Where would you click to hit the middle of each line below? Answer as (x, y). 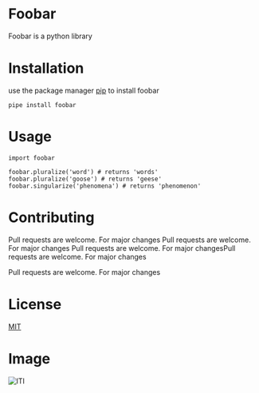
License (35, 304)
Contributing (51, 217)
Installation (46, 68)
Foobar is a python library (51, 36)
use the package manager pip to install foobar (84, 90)
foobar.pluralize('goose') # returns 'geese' (85, 179)
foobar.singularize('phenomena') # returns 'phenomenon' (105, 186)
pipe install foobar (43, 105)
